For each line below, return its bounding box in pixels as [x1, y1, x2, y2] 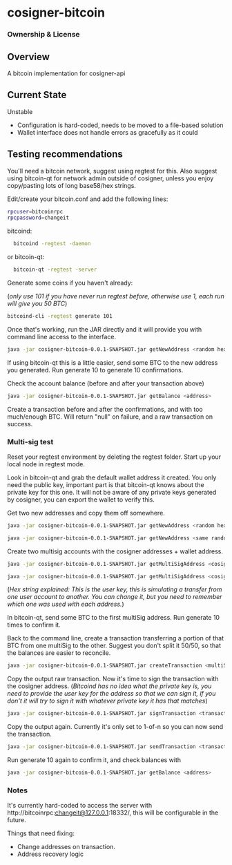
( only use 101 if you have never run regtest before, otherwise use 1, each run [7, 292, 224, 301]
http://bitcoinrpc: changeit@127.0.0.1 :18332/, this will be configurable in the [7, 808, 219, 817]
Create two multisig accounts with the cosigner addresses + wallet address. [7, 547, 223, 555]
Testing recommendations [7, 149, 123, 160]
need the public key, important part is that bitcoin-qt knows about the [7, 480, 205, 488]
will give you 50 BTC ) [7, 299, 68, 308]
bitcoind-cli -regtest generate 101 [7, 313, 113, 320]
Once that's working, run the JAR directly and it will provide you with [7, 325, 202, 333]
